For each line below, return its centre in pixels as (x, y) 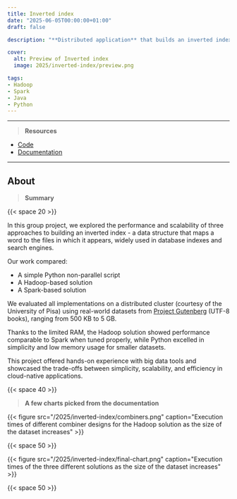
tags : (15, 78)
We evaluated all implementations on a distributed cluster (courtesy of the (115, 304)
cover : (17, 53)
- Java (17, 98)
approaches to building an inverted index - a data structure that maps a (111, 233)
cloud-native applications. (45, 376)
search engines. (31, 248)
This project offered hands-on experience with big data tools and (102, 361)
